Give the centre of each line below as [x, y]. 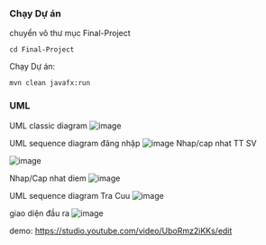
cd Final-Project [42, 50]
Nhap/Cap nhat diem [48, 178]
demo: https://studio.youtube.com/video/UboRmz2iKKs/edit [121, 231]
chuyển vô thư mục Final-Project [70, 33]
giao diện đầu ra [40, 213]
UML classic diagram [49, 126]
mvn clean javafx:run [50, 83]
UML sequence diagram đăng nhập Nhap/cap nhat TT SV [133, 143]
